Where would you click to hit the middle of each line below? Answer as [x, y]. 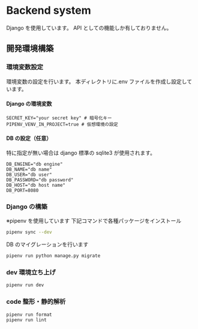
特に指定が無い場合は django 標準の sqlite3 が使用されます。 [81, 153]
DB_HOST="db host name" [36, 186]
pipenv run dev [25, 285]
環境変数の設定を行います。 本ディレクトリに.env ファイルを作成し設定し [97, 81]
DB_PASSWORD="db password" [40, 180]
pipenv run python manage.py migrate [53, 256]
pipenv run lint [26, 320]
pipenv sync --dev [29, 232]
